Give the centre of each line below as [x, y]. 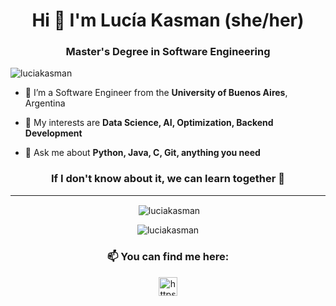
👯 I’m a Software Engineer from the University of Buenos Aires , [156, 93]
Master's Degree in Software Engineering [168, 52]
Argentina [45, 103]
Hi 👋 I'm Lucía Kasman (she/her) [168, 20]
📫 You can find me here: [168, 257]
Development [53, 133]
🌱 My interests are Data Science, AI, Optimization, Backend [149, 123]
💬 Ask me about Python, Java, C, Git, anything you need [142, 153]
